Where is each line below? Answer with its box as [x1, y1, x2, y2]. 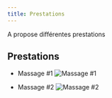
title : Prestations [7, 10, 65, 18]
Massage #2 [17, 83, 55, 92]
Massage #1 [17, 69, 53, 78]
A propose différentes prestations [7, 30, 106, 38]
